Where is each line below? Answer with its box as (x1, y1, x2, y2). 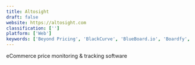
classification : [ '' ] (6, 25, 60, 31)
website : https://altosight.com (6, 19, 86, 25)
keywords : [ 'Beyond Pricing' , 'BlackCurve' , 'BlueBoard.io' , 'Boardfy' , (6, 36, 190, 42)
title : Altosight (6, 8, 49, 15)
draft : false (6, 14, 39, 20)
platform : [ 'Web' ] (6, 31, 52, 37)
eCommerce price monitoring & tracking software (6, 53, 128, 59)
